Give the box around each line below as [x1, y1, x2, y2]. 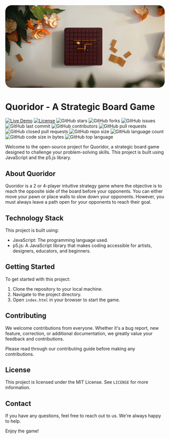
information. [5, 385, 31, 391]
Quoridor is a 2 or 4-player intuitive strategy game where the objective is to [5, 183, 162, 189]
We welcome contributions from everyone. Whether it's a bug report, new [5, 325, 159, 331]
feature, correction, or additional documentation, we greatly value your [5, 330, 153, 336]
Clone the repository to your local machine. [12, 286, 103, 292]
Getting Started [5, 263, 55, 271]
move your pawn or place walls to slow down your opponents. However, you [5, 194, 164, 200]
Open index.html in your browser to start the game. [12, 297, 120, 303]
